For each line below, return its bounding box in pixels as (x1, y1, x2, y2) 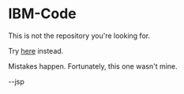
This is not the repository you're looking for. (8, 31, 151, 40)
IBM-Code (8, 5, 77, 23)
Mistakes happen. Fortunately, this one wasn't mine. (8, 61, 178, 71)
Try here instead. (8, 46, 64, 55)
